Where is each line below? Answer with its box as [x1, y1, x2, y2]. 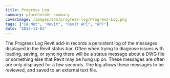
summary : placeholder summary [5, 12, 70, 17]
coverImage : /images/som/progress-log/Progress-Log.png [5, 17, 127, 22]
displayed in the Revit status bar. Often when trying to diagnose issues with [5, 46, 164, 52]
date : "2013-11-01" [5, 26, 47, 31]
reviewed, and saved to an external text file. [5, 67, 98, 73]
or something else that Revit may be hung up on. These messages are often [5, 56, 165, 62]
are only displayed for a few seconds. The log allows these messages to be [5, 62, 164, 68]
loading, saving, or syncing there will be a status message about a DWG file [5, 51, 165, 57]
